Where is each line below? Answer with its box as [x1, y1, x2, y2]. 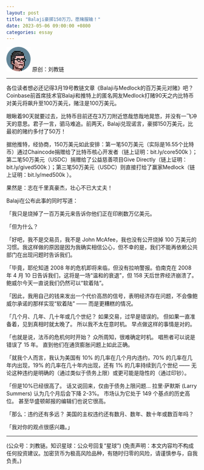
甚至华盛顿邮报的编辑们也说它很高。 [18, 397, 109, 405]
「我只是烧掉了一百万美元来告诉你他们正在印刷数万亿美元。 [6, 210, 155, 218]
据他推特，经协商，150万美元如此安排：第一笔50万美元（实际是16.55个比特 [6, 141, 194, 148]
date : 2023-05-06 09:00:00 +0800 [6, 23, 91, 29]
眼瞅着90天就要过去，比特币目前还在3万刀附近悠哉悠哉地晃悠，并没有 [6, 113, 182, 120]
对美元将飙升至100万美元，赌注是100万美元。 [6, 99, 120, 107]
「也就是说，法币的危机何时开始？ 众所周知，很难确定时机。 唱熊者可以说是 [6, 333, 195, 341]
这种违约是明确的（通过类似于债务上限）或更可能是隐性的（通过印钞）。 [11, 369, 190, 377]
